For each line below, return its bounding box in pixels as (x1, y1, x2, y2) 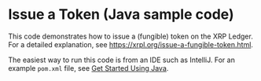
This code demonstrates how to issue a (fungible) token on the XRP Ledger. (8, 31, 253, 41)
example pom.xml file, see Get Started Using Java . (8, 63, 169, 72)
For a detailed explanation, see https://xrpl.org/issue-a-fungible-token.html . (8, 39, 254, 49)
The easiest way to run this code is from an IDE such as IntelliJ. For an (8, 55, 236, 64)
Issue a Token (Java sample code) (8, 6, 234, 24)
